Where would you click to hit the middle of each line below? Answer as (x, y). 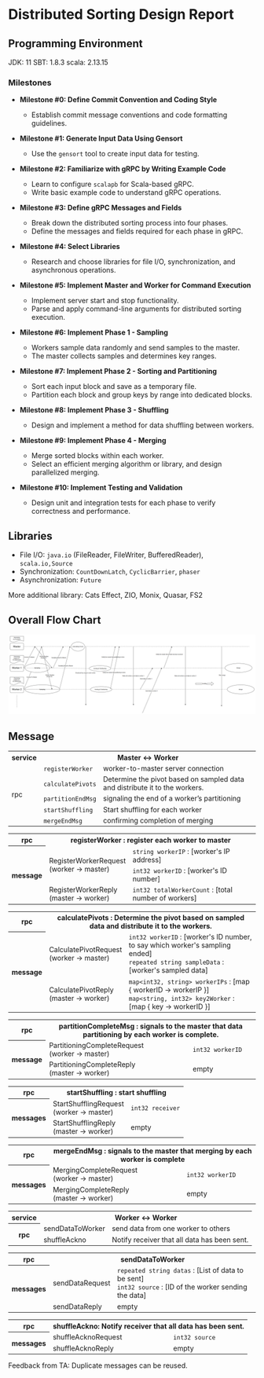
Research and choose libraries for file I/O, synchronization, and (133, 262)
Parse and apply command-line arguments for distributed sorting (136, 309)
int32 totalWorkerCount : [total (183, 890)
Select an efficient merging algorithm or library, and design (126, 464)
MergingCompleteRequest (95, 1170)
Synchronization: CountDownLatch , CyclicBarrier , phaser (110, 572)
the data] (132, 1296)
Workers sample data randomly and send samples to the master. (136, 348)
